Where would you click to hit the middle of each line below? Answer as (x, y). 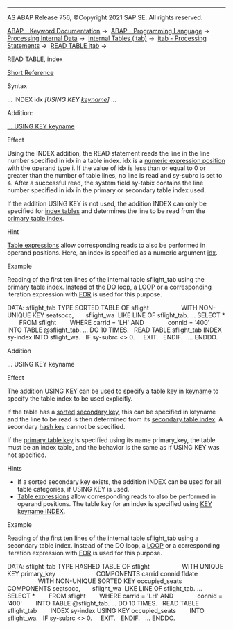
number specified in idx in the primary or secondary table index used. (107, 190)
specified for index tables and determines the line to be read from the (106, 211)
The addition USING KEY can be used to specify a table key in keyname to (113, 391)
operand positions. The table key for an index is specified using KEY (115, 504)
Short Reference (31, 73)
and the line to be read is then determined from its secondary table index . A (115, 419)
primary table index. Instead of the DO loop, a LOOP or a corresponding (110, 287)
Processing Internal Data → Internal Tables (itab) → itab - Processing (107, 38)
